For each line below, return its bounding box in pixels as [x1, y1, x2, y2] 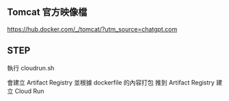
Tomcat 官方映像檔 [7, 6, 87, 18]
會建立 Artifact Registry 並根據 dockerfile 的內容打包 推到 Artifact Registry [7, 78, 215, 87]
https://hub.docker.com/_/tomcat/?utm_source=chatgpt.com [7, 25, 178, 33]
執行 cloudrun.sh [7, 63, 55, 72]
